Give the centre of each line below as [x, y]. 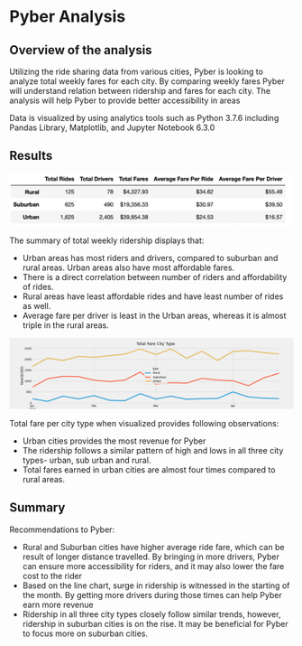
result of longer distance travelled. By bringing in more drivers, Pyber [151, 557]
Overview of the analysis [81, 50]
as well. [37, 305]
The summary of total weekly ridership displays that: [107, 240]
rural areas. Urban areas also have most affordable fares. [128, 267]
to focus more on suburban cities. [85, 633]
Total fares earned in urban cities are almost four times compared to [149, 469]
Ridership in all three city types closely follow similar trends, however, [151, 614]
